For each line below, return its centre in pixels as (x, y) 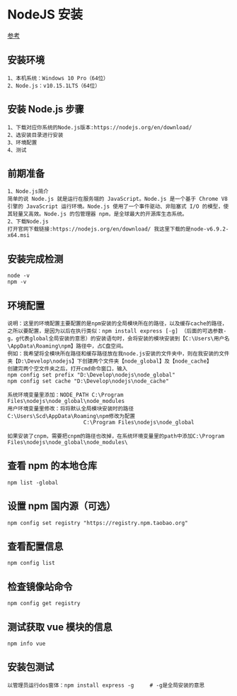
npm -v (17, 282)
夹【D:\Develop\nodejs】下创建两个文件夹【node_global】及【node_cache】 (110, 361)
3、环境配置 (22, 143)
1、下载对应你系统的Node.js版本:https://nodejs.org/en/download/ (100, 127)
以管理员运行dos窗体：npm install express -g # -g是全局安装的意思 (106, 685)
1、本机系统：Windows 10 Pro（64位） (58, 78)
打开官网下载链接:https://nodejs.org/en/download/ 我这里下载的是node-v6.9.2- (118, 229)
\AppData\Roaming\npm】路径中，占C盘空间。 (67, 346)
